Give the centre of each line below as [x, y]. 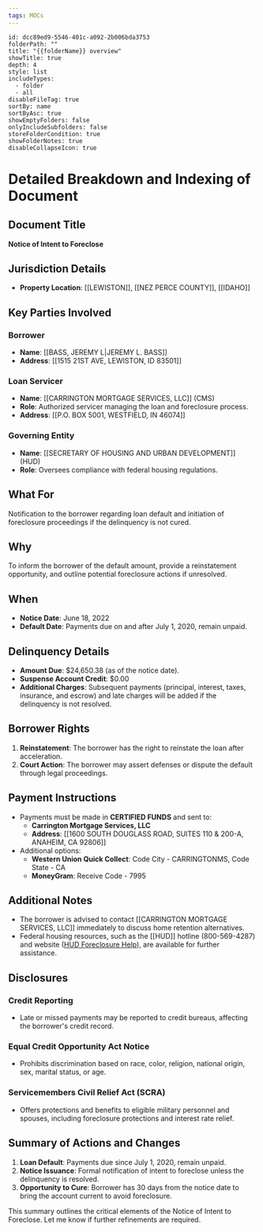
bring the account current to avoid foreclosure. [96, 1196]
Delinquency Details [59, 652]
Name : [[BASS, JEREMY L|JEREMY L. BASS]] [93, 352]
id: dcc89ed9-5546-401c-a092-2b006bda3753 [79, 37]
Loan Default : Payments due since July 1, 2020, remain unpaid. [123, 1162]
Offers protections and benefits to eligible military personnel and [124, 1110]
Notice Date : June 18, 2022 [64, 618]
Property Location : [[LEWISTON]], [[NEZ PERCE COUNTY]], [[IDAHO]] [135, 288]
